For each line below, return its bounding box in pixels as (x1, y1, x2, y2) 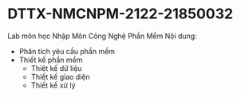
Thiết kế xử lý (30, 80, 77, 90)
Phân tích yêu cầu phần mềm (18, 46, 116, 56)
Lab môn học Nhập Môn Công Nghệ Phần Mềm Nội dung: (7, 31, 197, 41)
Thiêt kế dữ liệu (30, 63, 82, 73)
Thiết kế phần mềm (18, 55, 83, 65)
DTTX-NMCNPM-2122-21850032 (7, 5, 233, 23)
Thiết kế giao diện (30, 72, 91, 81)
